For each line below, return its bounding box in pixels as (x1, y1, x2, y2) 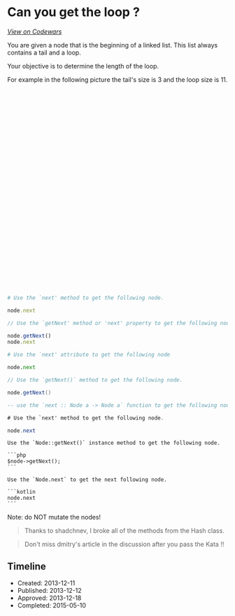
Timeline (7, 560, 47, 572)
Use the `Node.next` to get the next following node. (7, 476, 168, 483)
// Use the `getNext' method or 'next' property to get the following (7, 320, 218, 327)
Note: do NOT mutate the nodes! (7, 513, 101, 522)
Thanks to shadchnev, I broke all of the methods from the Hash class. (24, 527, 225, 535)
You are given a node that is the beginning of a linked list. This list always (7, 41, 218, 49)
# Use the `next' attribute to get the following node (7, 351, 171, 359)
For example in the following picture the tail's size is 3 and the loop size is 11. (7, 75, 228, 84)
